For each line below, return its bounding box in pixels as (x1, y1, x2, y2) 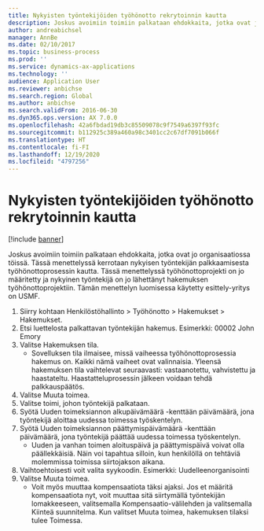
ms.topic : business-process (8, 48, 101, 56)
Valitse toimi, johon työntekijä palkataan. (19, 399, 151, 408)
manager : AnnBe (8, 33, 58, 42)
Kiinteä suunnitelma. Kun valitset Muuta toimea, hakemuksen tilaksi (31, 507, 249, 517)
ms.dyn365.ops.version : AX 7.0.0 (8, 114, 118, 122)
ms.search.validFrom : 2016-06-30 (8, 107, 118, 115)
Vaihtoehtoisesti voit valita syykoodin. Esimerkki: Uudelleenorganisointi (19, 466, 250, 475)
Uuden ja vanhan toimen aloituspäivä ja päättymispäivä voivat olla (31, 441, 245, 450)
